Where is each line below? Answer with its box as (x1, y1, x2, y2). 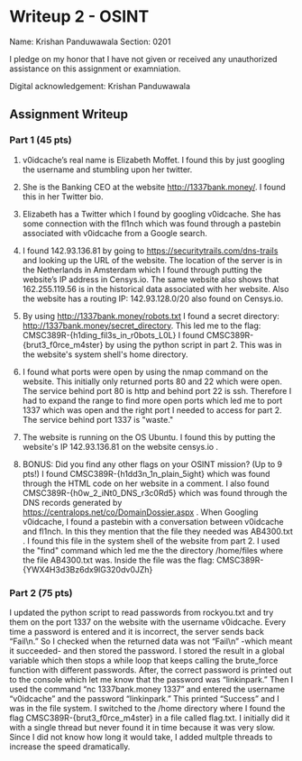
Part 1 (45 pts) (9, 133, 72, 146)
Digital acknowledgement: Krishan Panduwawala (9, 80, 191, 91)
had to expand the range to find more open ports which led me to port (22, 395, 283, 406)
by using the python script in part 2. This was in (105, 339, 282, 350)
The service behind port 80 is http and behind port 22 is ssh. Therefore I (22, 385, 292, 396)
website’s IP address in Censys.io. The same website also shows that (22, 273, 279, 285)
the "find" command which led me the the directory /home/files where (22, 545, 284, 555)
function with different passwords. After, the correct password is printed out (9, 665, 292, 675)
